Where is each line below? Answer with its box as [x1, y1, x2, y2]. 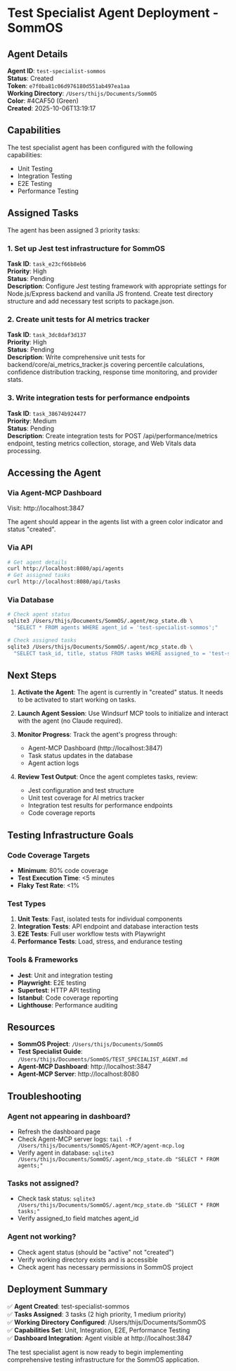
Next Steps [7, 669, 57, 681]
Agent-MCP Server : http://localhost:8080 [17, 1069, 139, 1079]
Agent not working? [7, 1232, 77, 1241]
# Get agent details [7, 559, 68, 566]
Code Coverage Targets [7, 850, 90, 860]
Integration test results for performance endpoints [27, 801, 173, 809]
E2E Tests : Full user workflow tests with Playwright [17, 930, 166, 938]
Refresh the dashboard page [17, 1127, 100, 1136]
